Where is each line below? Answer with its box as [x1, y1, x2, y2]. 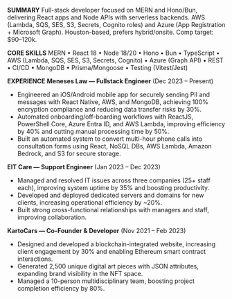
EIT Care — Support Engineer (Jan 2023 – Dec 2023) [7, 163, 161, 171]
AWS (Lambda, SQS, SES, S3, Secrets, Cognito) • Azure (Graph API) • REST [7, 56, 224, 65]
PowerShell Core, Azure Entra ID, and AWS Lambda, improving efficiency [17, 120, 226, 128]
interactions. [17, 255, 53, 263]
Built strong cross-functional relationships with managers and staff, [17, 206, 210, 214]
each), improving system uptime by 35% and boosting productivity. [17, 184, 210, 191]
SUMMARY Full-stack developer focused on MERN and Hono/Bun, [7, 6, 198, 14]
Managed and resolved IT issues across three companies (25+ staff [17, 176, 211, 185]
